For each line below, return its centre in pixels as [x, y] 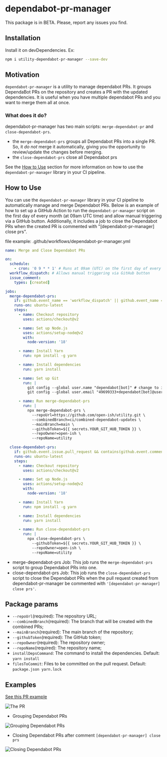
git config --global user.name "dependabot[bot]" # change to [93, 387]
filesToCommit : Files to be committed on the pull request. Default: [79, 664]
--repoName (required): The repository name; [57, 648]
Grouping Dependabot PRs [40, 716]
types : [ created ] [32, 282]
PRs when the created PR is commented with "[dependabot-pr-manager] [80, 226]
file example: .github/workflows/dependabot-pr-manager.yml [68, 241]
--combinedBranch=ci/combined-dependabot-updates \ [86, 420]
